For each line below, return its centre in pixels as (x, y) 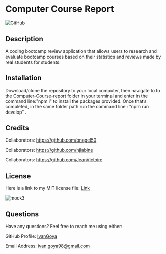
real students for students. (33, 62)
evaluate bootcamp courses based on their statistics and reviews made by (83, 57)
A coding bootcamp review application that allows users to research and (81, 51)
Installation (23, 78)
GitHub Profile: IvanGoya (31, 236)
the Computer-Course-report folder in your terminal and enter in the (77, 96)
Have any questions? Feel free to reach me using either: (64, 226)
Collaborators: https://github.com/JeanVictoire (54, 160)
